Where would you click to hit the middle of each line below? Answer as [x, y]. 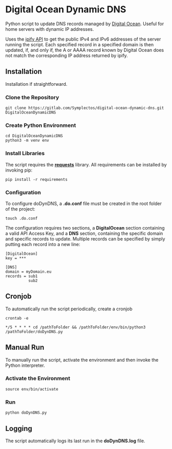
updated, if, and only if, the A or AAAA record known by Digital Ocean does [85, 50]
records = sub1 [22, 276]
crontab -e [17, 318]
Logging [19, 428]
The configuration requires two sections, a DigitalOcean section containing [85, 228]
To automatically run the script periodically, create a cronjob [69, 309]
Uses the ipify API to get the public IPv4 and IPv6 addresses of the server [83, 39]
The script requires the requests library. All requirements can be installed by [86, 164]
